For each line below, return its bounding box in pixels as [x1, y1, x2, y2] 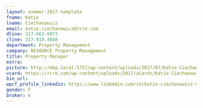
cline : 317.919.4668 [6, 37, 59, 43]
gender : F [6, 87, 31, 93]
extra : [6, 59, 23, 65]
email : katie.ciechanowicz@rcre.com [6, 25, 98, 32]
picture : [6, 64, 28, 71]
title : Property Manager [6, 53, 69, 59]
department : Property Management [6, 43, 91, 49]
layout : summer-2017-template [6, 8, 83, 15]
